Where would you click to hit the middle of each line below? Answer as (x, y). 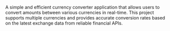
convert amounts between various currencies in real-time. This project (80, 12)
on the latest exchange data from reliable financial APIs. (64, 23)
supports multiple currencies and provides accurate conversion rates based (85, 18)
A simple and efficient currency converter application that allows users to (82, 7)
